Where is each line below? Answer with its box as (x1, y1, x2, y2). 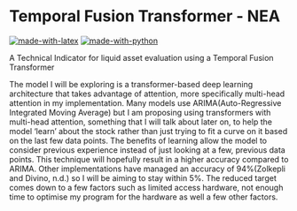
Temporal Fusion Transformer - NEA (9, 6, 281, 26)
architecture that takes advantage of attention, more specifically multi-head (9, 88, 285, 99)
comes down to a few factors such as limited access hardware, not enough (9, 182, 284, 192)
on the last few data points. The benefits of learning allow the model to (9, 135, 268, 146)
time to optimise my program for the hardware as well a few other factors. (9, 192, 278, 202)
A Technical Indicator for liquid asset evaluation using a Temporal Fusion (9, 52, 274, 63)
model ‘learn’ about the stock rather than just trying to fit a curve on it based (9, 125, 288, 136)
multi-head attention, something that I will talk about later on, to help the (9, 117, 273, 127)
